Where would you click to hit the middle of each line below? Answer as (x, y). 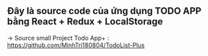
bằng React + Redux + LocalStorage (85, 22)
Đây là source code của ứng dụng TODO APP (104, 11)
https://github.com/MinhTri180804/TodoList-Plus (76, 45)
